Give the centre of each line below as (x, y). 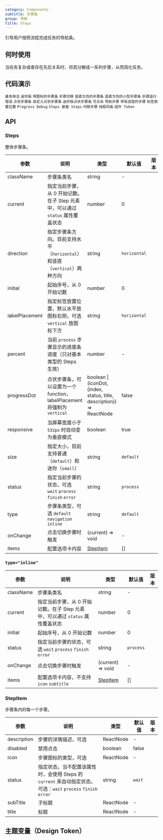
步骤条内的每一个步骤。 (28, 709)
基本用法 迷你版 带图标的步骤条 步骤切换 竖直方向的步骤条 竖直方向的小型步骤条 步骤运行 (81, 96)
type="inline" (22, 563)
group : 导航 (16, 19)
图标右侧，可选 (64, 316)
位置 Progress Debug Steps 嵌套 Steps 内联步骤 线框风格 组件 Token (72, 107)
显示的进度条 (67, 347)
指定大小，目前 (64, 446)
